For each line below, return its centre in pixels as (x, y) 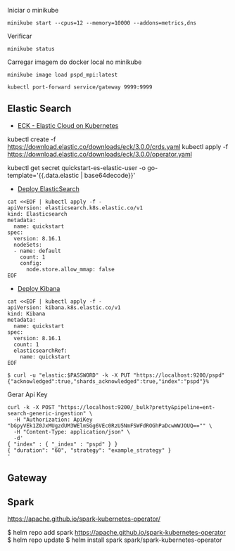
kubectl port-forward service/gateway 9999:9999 (80, 87)
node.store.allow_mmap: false (70, 269)
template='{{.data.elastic (43, 175)
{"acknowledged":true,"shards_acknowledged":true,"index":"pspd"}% (108, 381)
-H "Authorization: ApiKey (53, 420)
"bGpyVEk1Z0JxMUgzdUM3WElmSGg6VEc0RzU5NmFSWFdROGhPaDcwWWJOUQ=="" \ (110, 426)
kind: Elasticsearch (38, 214)
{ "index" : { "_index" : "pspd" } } (63, 444)
